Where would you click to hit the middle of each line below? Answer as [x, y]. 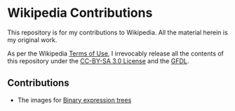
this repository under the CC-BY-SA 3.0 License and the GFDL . [98, 60]
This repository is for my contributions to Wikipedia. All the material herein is [117, 32]
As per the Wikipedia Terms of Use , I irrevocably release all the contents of [116, 53]
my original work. [32, 39]
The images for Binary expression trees [74, 100]
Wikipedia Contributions [80, 13]
